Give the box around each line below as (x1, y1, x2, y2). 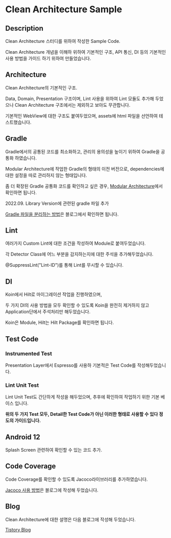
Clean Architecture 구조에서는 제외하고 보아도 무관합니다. (14, 102, 131, 108)
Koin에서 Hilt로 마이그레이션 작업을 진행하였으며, (5, 291, 102, 297)
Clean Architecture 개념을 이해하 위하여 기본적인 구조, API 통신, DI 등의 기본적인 (5, 49, 166, 55)
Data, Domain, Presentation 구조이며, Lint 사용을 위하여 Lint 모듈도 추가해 (5, 96, 154, 102)
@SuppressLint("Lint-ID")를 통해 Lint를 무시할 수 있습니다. (5, 262, 124, 268)
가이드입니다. (14, 417, 41, 424)
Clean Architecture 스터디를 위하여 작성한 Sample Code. (5, 38, 121, 44)
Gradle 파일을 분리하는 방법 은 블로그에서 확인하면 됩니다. (5, 211, 119, 217)
